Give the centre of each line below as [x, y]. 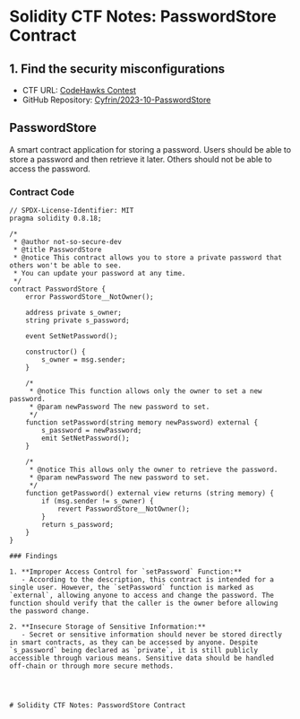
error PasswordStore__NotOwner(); [90, 297]
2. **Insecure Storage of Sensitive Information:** [107, 627]
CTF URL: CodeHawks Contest [79, 90]
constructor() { [56, 352]
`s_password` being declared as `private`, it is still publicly [133, 651]
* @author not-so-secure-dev [68, 242]
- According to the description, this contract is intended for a [148, 580]
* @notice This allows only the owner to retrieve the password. [154, 470]
